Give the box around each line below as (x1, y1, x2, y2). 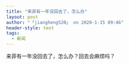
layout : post (6, 14, 38, 20)
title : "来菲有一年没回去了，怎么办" (6, 8, 88, 15)
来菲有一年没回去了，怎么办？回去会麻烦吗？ (6, 53, 115, 59)
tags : (6, 30, 20, 36)
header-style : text (6, 25, 54, 31)
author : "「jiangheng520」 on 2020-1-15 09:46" (6, 19, 124, 25)
